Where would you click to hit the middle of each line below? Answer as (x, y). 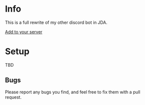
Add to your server (24, 32)
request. (13, 97)
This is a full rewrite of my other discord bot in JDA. (56, 22)
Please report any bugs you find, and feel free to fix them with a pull (73, 92)
